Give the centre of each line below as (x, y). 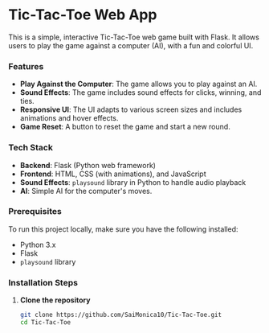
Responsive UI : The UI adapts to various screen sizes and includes (131, 109)
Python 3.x (38, 245)
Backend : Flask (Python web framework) (88, 165)
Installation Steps (43, 282)
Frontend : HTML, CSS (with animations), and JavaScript (113, 174)
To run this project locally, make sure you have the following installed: (123, 229)
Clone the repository (55, 300)
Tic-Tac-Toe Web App (83, 15)
